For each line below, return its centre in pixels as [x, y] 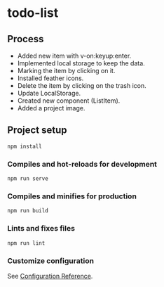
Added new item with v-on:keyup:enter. [74, 56]
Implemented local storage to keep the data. [81, 63]
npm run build [28, 211]
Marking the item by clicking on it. [66, 71]
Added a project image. [51, 108]
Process [26, 39]
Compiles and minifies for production [72, 196]
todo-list [33, 13]
